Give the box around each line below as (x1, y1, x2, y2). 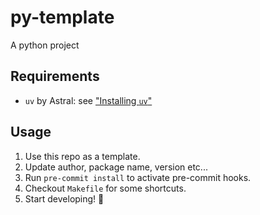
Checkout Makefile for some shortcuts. (24, 182, 187, 194)
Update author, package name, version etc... (24, 161, 208, 173)
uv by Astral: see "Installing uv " (24, 94, 153, 106)
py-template (10, 6, 115, 29)
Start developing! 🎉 (24, 192, 105, 205)
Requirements (10, 68, 100, 85)
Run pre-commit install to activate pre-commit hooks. (24, 171, 252, 183)
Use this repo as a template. (24, 150, 141, 162)
